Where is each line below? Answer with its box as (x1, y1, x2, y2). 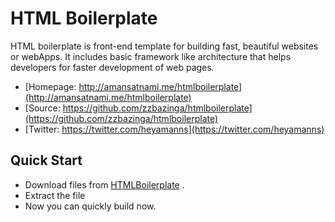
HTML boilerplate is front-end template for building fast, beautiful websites (10, 40, 319, 52)
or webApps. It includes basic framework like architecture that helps (10, 50, 292, 62)
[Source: (24, 102, 61, 114)
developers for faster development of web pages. (10, 61, 215, 73)
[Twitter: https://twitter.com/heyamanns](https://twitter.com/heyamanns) (24, 123, 325, 135)
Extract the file (24, 189, 86, 201)
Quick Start (10, 152, 83, 169)
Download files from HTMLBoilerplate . (24, 178, 185, 191)
